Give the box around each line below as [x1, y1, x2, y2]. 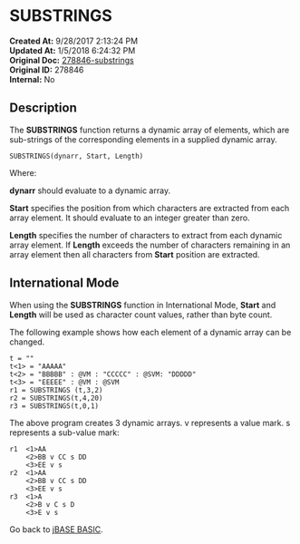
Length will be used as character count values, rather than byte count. [9, 309, 273, 320]
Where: [9, 167, 37, 178]
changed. [9, 336, 45, 347]
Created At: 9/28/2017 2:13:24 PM [9, 35, 139, 46]
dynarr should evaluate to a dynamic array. [9, 185, 170, 196]
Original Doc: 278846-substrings [9, 54, 134, 65]
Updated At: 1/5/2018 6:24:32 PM [9, 44, 136, 55]
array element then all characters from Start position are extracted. [9, 248, 260, 259]
